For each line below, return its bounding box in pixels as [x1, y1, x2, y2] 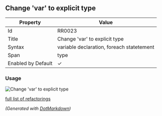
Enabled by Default [8, 59, 53, 66]
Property [19, 18, 41, 25]
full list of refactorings [5, 96, 51, 102]
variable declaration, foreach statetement [57, 43, 154, 50]
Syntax [8, 43, 24, 50]
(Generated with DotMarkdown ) [5, 105, 71, 111]
